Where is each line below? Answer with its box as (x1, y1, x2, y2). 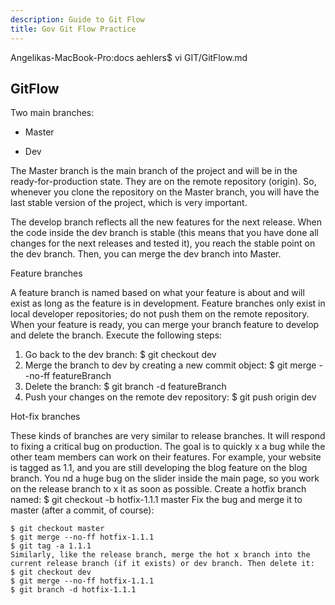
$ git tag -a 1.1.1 (10, 541, 92, 551)
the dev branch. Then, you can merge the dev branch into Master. (10, 248, 282, 260)
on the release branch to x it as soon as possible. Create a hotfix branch (10, 483, 307, 495)
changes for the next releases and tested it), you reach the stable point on (10, 237, 316, 250)
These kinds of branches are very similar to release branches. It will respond (10, 430, 326, 442)
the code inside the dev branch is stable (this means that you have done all (10, 227, 319, 239)
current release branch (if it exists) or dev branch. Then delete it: (10, 559, 315, 569)
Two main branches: (10, 107, 95, 119)
